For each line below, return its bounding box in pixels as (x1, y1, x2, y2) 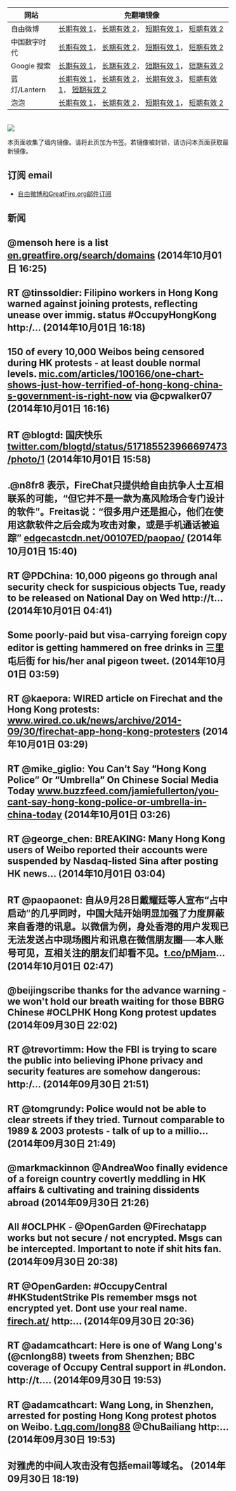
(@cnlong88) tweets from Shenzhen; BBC (7, 1351, 195, 1363)
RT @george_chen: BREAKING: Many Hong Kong (7, 833, 225, 845)
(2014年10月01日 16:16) (7, 403, 110, 415)
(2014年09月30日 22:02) (7, 1019, 118, 1031)
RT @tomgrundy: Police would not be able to (7, 1103, 206, 1115)
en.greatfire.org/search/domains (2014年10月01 (7, 249, 223, 261)
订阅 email (7, 169, 53, 182)
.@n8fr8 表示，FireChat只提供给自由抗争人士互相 (7, 479, 223, 492)
